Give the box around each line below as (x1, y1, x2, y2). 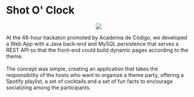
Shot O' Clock (6, 4, 75, 17)
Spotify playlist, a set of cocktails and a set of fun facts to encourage (6, 78, 173, 85)
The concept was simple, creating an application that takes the (6, 65, 159, 72)
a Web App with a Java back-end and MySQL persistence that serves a (6, 40, 179, 47)
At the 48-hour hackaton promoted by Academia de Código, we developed (6, 34, 188, 41)
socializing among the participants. (6, 83, 91, 91)
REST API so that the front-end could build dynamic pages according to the (6, 46, 189, 53)
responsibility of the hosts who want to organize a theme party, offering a (6, 71, 184, 78)
